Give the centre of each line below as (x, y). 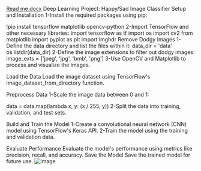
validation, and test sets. (37, 112)
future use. (20, 161)
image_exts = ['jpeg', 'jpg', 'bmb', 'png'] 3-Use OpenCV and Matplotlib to (96, 58)
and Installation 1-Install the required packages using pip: (77, 15)
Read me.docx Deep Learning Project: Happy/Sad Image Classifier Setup (96, 9)
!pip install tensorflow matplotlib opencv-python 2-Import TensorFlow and (97, 27)
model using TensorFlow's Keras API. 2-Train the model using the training (97, 130)
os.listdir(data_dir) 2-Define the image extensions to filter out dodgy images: (100, 52)
